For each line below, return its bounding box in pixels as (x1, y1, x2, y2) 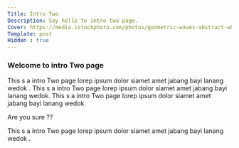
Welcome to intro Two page (7, 60, 105, 70)
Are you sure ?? (7, 113, 53, 122)
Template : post (7, 30, 53, 38)
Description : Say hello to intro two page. (7, 17, 139, 24)
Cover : (7, 23, 27, 31)
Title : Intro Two (7, 10, 59, 18)
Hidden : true (7, 37, 50, 44)
